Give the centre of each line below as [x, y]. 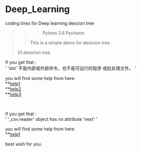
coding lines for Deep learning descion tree [50, 23]
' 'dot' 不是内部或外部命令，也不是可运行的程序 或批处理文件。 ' [70, 68]
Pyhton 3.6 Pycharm [63, 33]
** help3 [13, 94]
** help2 [13, 89]
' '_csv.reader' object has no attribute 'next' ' [51, 119]
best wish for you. [24, 144]
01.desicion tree [34, 52]
